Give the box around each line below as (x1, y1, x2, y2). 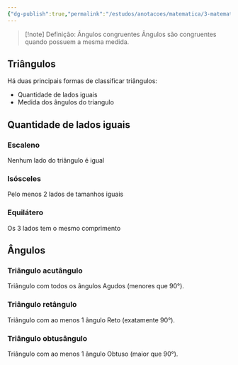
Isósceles (7, 174, 41, 184)
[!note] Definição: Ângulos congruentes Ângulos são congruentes (24, 30, 217, 38)
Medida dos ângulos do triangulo (17, 98, 115, 107)
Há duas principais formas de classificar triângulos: (7, 77, 158, 85)
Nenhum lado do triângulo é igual (7, 156, 105, 165)
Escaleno (7, 140, 40, 150)
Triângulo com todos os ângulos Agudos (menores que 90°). (7, 282, 184, 290)
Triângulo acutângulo (7, 266, 83, 276)
